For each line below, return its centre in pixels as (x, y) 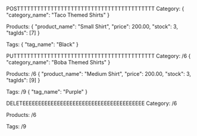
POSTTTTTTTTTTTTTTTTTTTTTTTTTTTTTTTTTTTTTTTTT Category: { (95, 9)
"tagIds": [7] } (23, 33)
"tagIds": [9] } (23, 80)
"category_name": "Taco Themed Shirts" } (58, 15)
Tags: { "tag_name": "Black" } (43, 44)
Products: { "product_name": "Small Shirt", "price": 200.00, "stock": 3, (92, 27)
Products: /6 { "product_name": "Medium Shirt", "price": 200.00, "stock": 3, (99, 74)
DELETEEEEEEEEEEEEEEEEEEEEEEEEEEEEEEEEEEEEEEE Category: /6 (92, 103)
